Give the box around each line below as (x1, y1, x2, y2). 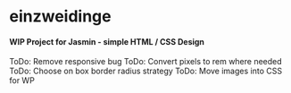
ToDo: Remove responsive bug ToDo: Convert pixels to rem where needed (9, 56, 283, 67)
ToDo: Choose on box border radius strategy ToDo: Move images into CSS (9, 65, 283, 77)
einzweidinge (9, 6, 112, 27)
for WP (9, 75, 36, 86)
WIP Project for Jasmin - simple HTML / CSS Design (9, 36, 205, 46)
